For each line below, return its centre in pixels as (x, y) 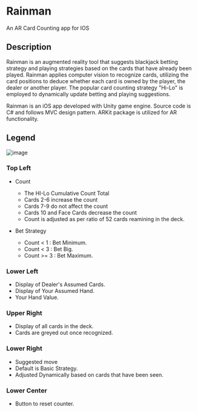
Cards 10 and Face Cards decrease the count (81, 212)
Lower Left (22, 271)
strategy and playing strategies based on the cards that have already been (99, 68)
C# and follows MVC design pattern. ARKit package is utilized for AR (92, 112)
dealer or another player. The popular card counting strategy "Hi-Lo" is (95, 88)
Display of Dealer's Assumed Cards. (60, 284)
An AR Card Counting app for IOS (48, 28)
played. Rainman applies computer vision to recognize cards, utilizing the (97, 75)
